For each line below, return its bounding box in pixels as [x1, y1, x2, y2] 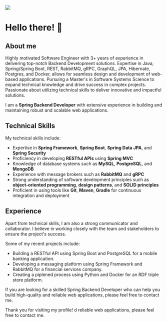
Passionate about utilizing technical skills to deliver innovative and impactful [5, 87, 161, 92]
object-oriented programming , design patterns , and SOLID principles [12, 181, 159, 187]
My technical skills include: [5, 135, 61, 141]
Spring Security [12, 150, 46, 156]
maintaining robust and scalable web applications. [5, 107, 108, 113]
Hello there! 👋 [5, 22, 62, 33]
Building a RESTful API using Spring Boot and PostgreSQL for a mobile [12, 250, 157, 256]
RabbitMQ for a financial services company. [12, 266, 103, 272]
